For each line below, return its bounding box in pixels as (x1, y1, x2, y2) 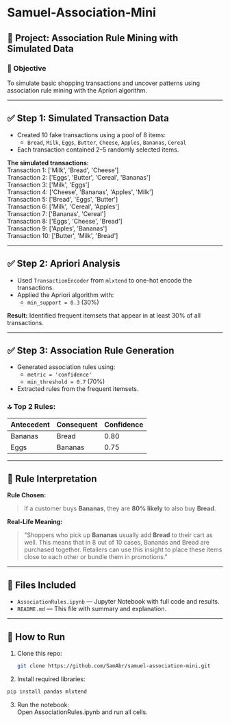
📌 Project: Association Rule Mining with (7, 32, 179, 44)
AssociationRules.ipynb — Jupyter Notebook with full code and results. (16, 597, 220, 606)
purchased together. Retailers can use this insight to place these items (23, 545, 222, 554)
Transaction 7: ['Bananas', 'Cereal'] (7, 209, 106, 217)
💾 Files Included (7, 579, 77, 591)
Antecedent (10, 420, 50, 429)
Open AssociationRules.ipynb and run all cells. (16, 708, 149, 716)
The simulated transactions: (7, 158, 89, 167)
